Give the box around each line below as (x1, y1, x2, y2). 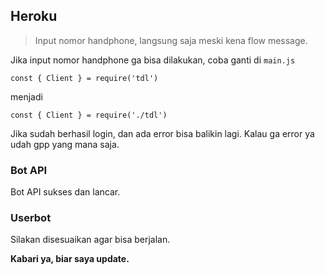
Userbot (10, 211, 52, 225)
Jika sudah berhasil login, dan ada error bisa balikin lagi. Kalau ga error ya (10, 127, 315, 139)
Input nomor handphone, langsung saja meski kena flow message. (34, 34, 308, 46)
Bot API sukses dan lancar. (10, 186, 121, 198)
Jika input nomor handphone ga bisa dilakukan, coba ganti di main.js (10, 54, 296, 66)
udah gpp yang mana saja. (10, 138, 120, 150)
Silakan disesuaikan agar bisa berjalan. (10, 234, 171, 246)
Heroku (10, 8, 58, 25)
